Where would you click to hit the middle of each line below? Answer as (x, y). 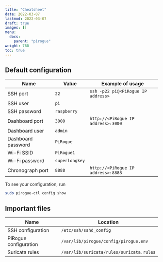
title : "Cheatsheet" (26, 9)
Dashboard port (25, 121)
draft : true (17, 23)
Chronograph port (28, 170)
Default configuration (38, 70)
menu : (10, 32)
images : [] (16, 28)
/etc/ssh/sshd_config (86, 230)
